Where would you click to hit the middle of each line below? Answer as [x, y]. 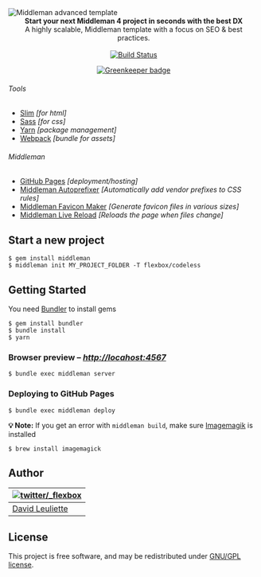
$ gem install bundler [46, 324]
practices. [134, 38]
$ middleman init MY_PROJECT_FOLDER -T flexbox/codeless [105, 266]
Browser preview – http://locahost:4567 [88, 357]
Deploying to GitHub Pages [61, 394]
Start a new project [56, 240]
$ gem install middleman [49, 259]
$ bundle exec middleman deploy [62, 410]
